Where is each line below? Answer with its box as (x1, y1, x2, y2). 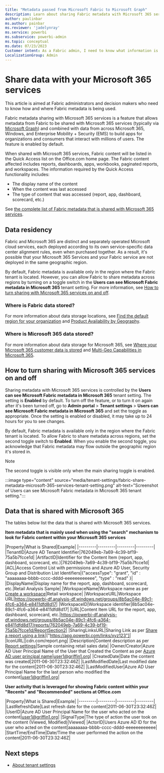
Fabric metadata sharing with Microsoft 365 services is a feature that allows (5, 115, 158, 121)
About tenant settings (12, 762, 56, 768)
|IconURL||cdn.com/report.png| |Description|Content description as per (5, 638, 149, 644)
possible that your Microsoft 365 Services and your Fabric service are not (5, 254, 154, 260)
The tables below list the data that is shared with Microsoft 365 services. (5, 520, 151, 526)
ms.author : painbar (5, 21, 45, 26)
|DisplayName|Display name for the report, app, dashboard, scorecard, (5, 580, 148, 586)
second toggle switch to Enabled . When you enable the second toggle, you (5, 438, 157, 444)
